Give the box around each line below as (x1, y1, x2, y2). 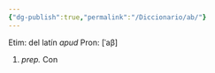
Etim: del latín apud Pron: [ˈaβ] (8, 37, 119, 47)
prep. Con (20, 54, 58, 64)
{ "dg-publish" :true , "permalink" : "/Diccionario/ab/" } (8, 12, 207, 22)
